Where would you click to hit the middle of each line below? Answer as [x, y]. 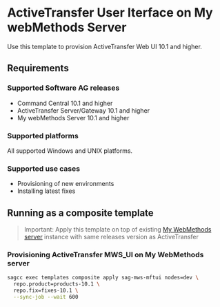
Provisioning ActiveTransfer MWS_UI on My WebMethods [106, 254]
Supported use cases [44, 169]
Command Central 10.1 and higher [65, 103]
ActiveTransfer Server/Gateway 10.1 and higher [83, 110]
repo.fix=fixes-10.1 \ [46, 291]
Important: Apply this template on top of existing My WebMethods [118, 230]
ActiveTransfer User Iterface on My [110, 13]
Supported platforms [43, 136]
